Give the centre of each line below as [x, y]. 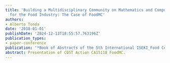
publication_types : [26, 39]
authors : [14, 19]
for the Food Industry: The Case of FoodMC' [57, 15]
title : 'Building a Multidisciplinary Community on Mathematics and [79, 10]
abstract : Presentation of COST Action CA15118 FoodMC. [65, 52]
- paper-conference [26, 43]
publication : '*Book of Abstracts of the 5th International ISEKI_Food [82, 48]
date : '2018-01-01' [26, 29]
